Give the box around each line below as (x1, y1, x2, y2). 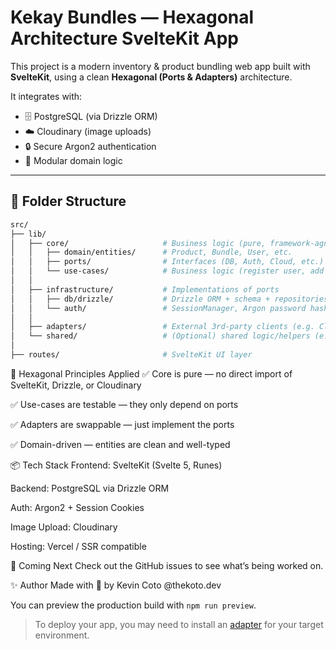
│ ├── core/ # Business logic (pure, (10, 238, 267, 248)
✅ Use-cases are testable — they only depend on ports (10, 398, 239, 410)
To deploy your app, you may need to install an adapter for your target (34, 618, 324, 630)
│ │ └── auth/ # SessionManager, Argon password (10, 303, 307, 313)
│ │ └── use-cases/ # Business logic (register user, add (10, 266, 325, 276)
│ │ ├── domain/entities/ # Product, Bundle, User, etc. (10, 247, 293, 258)
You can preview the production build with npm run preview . (10, 599, 257, 611)
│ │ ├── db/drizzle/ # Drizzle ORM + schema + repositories (10, 294, 329, 304)
